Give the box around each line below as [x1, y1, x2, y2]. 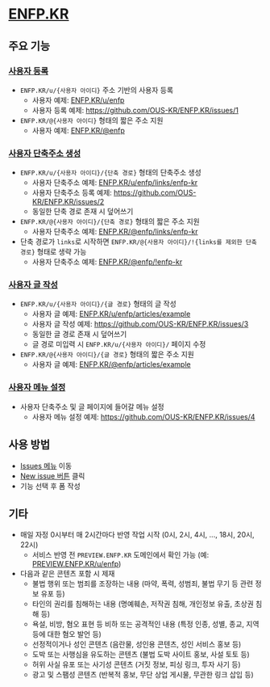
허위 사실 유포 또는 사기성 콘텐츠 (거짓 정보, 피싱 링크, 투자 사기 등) [31, 660, 241, 669]
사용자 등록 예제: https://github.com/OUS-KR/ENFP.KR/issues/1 [31, 105, 239, 115]
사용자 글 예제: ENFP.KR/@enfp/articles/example [31, 360, 191, 369]
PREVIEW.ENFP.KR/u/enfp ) [31, 559, 122, 569]
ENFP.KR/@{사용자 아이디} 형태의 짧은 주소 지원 [19, 115, 164, 125]
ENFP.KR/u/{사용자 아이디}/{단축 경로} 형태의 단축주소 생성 [19, 167, 201, 178]
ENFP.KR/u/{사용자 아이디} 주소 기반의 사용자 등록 [19, 85, 174, 95]
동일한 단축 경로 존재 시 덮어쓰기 [31, 207, 134, 217]
